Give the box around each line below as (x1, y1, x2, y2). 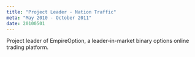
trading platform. (6, 44, 49, 51)
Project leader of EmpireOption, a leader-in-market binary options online (6, 37, 189, 45)
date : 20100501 (6, 20, 45, 26)
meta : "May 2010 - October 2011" (6, 15, 92, 21)
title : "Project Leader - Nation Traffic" (6, 9, 117, 15)
